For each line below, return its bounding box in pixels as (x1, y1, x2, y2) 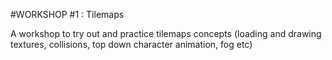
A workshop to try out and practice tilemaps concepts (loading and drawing (10, 28, 322, 39)
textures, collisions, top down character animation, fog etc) (10, 39, 253, 50)
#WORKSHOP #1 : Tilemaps (10, 9, 125, 20)
